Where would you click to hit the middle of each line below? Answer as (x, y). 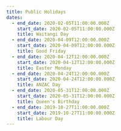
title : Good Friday (42, 51)
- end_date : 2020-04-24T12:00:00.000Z (61, 74)
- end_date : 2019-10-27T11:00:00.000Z (61, 107)
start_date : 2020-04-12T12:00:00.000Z (66, 62)
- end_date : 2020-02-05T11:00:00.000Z (61, 23)
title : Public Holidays (36, 12)
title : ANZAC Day (39, 85)
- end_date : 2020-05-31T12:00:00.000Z (61, 91)
